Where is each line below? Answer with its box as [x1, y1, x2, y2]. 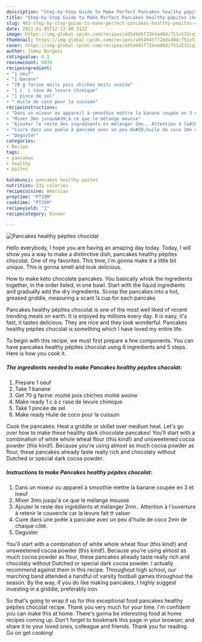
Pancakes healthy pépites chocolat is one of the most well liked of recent [6, 306, 188, 313]
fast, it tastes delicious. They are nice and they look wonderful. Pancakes [6, 319, 188, 326]
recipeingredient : [6, 65, 52, 71]
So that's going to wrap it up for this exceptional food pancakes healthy [6, 597, 183, 605]
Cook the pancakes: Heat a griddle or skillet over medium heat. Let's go [6, 423, 184, 430]
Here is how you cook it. [6, 350, 66, 357]
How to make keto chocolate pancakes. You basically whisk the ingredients [6, 275, 193, 283]
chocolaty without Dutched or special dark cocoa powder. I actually [6, 560, 174, 567]
